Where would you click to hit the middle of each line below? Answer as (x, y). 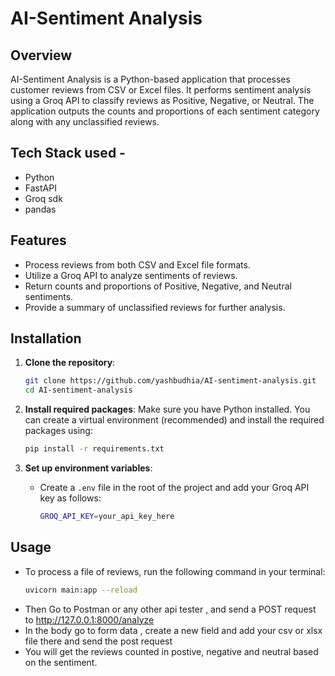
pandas (40, 209)
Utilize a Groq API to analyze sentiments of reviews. (131, 275)
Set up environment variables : (88, 468)
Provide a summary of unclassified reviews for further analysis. (155, 307)
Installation (46, 338)
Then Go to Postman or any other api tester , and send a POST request (170, 609)
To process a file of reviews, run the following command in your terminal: (175, 571)
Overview (41, 55)
